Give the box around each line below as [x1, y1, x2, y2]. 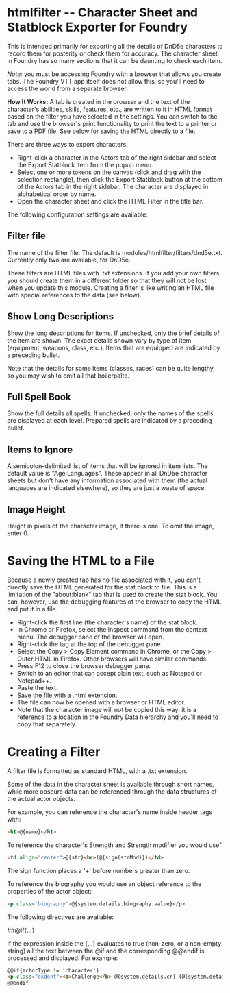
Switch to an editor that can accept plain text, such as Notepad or [16, 669, 203, 677]
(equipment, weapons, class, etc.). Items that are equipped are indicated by [7, 343, 220, 352]
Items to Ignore [7, 443, 73, 455]
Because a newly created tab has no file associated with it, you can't [7, 576, 201, 584]
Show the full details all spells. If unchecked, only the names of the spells [7, 409, 214, 417]
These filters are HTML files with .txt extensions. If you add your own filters [7, 269, 220, 277]
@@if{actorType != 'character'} [7, 967, 99, 974]
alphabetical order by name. [16, 190, 97, 198]
